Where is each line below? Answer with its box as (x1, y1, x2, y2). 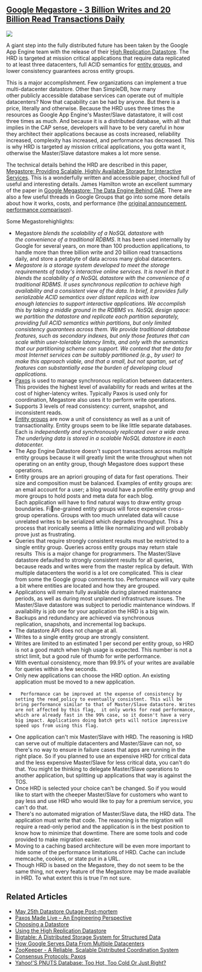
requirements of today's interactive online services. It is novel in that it (14, 268, 189, 275)
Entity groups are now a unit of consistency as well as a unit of (14, 415, 170, 422)
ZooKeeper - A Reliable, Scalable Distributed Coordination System (14, 946, 179, 953)
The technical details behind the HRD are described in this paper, (6, 161, 168, 168)
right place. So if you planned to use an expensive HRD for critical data (14, 752, 191, 760)
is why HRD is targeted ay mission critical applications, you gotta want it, (6, 143, 186, 150)
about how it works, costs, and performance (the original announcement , (6, 199, 188, 207)
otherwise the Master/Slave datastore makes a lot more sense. (6, 149, 161, 156)
